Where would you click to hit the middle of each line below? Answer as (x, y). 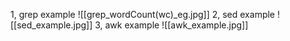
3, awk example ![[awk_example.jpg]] (171, 25)
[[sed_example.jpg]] (51, 25)
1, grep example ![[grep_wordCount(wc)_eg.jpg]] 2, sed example (143, 14)
